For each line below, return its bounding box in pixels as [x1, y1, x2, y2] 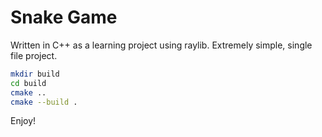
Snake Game [10, 6, 118, 29]
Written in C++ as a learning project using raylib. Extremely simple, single [10, 39, 313, 51]
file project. [10, 49, 58, 61]
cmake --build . [10, 97, 78, 107]
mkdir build [10, 69, 60, 79]
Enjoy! [10, 115, 37, 127]
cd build [10, 78, 47, 88]
